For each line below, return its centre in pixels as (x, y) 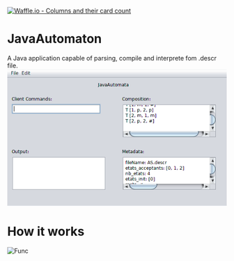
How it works (46, 231)
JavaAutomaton (55, 39)
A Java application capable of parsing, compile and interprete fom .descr (112, 58)
